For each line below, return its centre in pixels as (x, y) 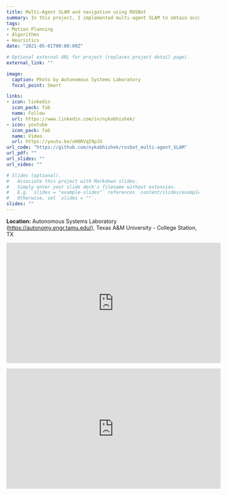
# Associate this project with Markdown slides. (72, 181)
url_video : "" (24, 164)
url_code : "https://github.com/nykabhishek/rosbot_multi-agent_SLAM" (97, 147)
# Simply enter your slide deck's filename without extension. (91, 187)
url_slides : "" (26, 159)
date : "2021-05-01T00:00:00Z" (45, 46)
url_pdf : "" (21, 153)
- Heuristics (23, 40)
